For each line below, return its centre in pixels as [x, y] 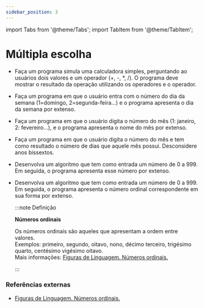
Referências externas [38, 285]
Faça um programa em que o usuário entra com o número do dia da [100, 96]
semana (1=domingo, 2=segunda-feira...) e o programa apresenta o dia [104, 102]
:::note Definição [35, 207]
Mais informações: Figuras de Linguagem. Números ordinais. [91, 257]
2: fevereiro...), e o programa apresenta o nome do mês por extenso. [101, 127]
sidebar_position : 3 [32, 12]
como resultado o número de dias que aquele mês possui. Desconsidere [106, 146]
